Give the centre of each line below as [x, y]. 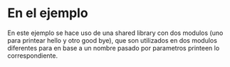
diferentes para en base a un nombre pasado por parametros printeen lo [114, 48]
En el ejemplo [48, 13]
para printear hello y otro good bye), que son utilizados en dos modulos [112, 40]
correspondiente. [33, 56]
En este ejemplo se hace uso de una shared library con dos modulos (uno [115, 33]
